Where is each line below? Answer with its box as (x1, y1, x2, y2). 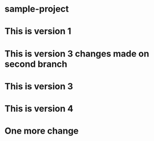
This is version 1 (4, 26, 72, 37)
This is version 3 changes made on (4, 48, 150, 59)
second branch (4, 59, 67, 69)
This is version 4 (4, 103, 74, 114)
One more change (4, 125, 79, 137)
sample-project (4, 3, 69, 15)
